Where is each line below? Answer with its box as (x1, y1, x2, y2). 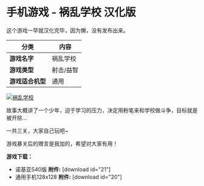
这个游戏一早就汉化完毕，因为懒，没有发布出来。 (6, 27, 129, 34)
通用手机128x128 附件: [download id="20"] (15, 173, 123, 181)
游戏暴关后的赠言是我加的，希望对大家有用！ (6, 140, 118, 147)
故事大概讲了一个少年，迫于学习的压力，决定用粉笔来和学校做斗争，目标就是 (6, 107, 198, 114)
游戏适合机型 (9, 77, 47, 85)
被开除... (6, 114, 27, 121)
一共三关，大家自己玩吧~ (6, 127, 69, 134)
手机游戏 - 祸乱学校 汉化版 (6, 5, 136, 19)
